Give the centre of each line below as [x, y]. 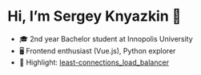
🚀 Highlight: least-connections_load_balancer [94, 62]
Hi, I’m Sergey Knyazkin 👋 [94, 16]
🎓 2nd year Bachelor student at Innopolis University [106, 38]
